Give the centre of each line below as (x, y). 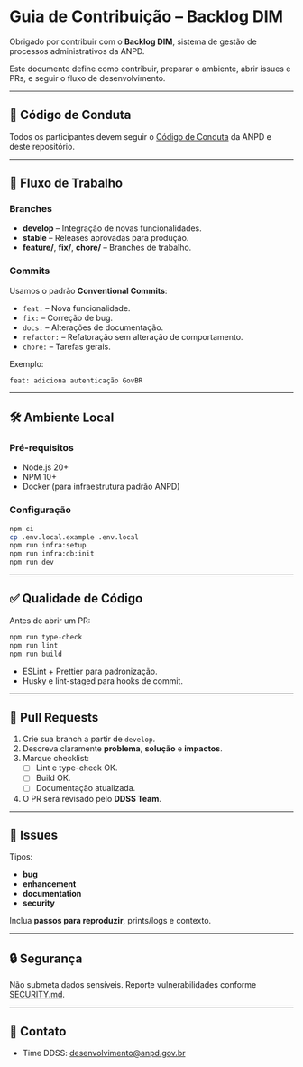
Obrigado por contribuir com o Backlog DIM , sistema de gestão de (133, 41)
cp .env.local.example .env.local (74, 537)
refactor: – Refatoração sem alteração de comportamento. (133, 336)
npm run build (36, 654)
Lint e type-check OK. (77, 768)
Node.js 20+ (46, 467)
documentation (52, 894)
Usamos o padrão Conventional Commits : (88, 290)
